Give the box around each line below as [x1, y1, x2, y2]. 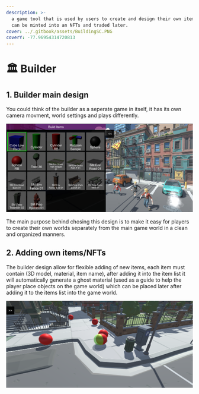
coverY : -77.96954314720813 [6, 34, 76, 41]
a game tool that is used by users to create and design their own [11, 15, 182, 22]
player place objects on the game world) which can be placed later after [6, 282, 182, 289]
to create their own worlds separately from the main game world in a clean [6, 224, 188, 231]
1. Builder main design [6, 90, 89, 100]
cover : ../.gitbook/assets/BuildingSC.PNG [6, 29, 113, 34]
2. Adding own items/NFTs [6, 248, 107, 258]
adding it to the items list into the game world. [6, 289, 118, 296]
